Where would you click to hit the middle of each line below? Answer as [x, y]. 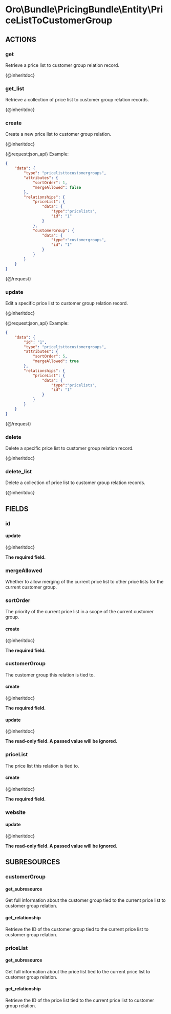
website [15, 812]
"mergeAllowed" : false [57, 187]
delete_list [19, 471]
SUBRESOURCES [33, 862]
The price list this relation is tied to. [42, 766]
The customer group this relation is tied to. [50, 674]
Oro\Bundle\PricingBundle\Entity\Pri [84, 10]
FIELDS [17, 509]
